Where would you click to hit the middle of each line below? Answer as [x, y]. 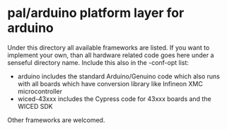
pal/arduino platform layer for [96, 13]
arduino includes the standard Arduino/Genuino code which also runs [119, 76]
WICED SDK [35, 106]
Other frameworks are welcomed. [56, 120]
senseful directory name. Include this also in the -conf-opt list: [98, 62]
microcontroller [40, 91]
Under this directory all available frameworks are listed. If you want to [109, 47]
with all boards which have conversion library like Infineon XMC [110, 83]
